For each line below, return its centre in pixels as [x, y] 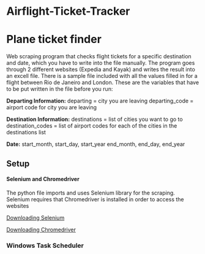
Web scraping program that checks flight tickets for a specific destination [99, 56]
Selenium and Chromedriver [43, 179]
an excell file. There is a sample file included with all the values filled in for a [102, 76]
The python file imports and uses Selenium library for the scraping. [91, 193]
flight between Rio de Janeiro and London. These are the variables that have [103, 83]
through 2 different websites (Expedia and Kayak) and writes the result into [101, 69]
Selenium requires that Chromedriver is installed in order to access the [95, 199]
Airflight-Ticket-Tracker [68, 11]
